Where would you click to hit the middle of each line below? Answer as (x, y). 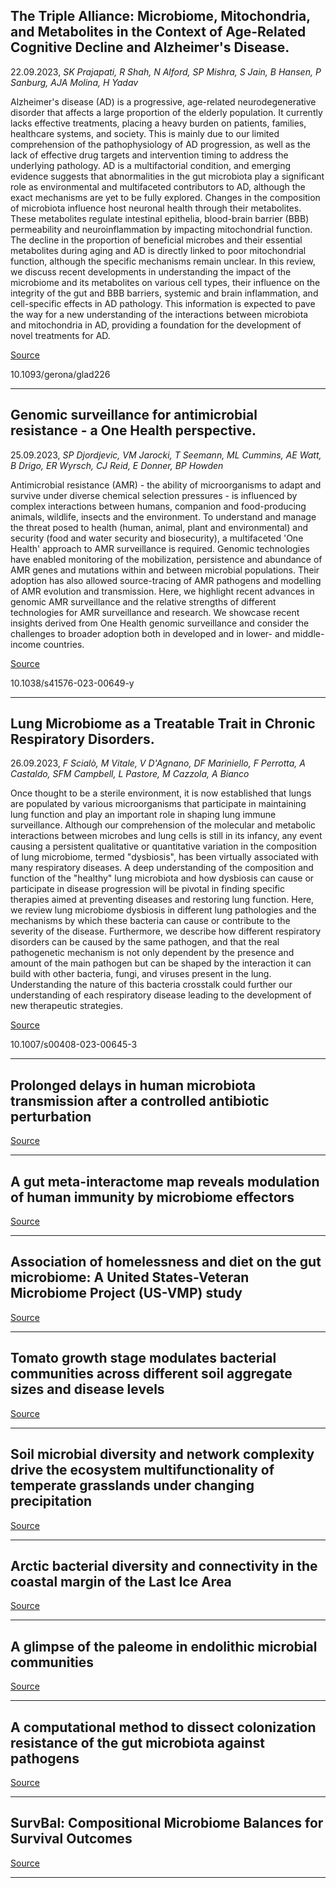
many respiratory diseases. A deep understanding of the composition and (162, 868)
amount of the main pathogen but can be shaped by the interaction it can (161, 963)
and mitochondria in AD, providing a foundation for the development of (156, 325)
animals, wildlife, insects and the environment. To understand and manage (163, 516)
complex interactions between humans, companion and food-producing (158, 506)
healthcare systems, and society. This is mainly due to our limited (145, 133)
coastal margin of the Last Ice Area (121, 1581)
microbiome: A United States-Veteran (130, 1277)
